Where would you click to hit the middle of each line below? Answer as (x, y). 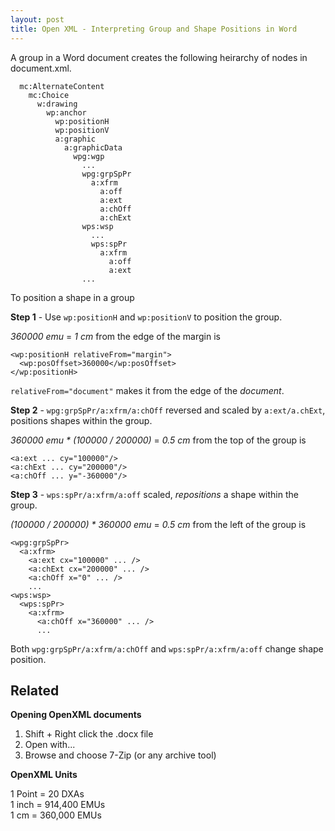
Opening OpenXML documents (76, 715)
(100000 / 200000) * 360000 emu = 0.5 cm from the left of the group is (158, 524)
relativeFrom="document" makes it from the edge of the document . (147, 390)
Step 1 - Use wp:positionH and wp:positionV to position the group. (146, 317)
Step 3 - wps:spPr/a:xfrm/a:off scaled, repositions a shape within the (154, 494)
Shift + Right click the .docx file (89, 734)
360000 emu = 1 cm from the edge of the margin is (115, 336)
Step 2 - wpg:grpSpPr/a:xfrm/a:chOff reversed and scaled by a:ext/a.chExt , (168, 410)
